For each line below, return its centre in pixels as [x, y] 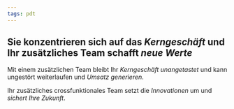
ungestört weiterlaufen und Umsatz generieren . [76, 77]
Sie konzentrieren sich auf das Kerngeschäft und [116, 42]
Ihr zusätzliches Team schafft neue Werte [100, 53]
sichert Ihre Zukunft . [36, 98]
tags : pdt [22, 14]
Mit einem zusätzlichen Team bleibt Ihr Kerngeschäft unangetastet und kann [117, 70]
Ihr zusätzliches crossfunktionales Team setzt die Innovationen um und [110, 91]
